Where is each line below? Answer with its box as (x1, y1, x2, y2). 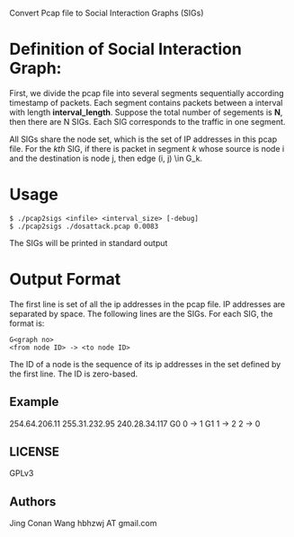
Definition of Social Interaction (9, 40, 243, 59)
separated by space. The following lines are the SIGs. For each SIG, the (9, 308, 273, 319)
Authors (9, 494, 57, 509)
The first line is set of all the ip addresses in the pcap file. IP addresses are (9, 298, 286, 309)
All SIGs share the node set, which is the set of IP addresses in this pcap (9, 134, 277, 145)
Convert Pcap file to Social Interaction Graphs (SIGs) (9, 8, 204, 18)
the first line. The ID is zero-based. (9, 368, 138, 379)
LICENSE (9, 445, 60, 460)
